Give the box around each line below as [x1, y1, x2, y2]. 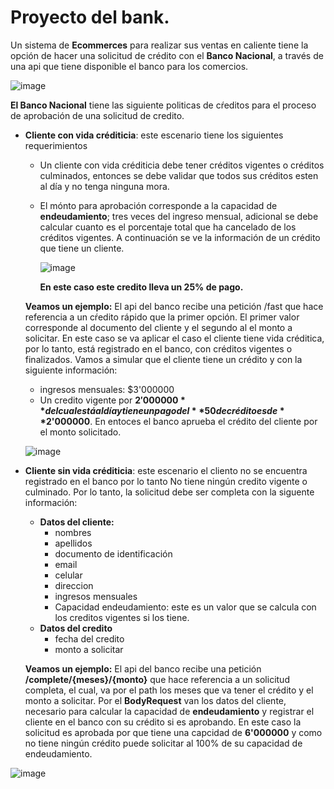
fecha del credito [54, 632, 125, 645]
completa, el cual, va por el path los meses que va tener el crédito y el [24, 684, 314, 696]
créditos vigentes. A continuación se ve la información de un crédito [39, 231, 321, 243]
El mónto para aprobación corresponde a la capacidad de [39, 199, 278, 211]
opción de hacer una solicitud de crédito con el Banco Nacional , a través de [10, 49, 324, 61]
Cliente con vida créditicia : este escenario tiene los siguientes [24, 129, 284, 141]
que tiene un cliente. [39, 242, 125, 254]
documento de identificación [54, 547, 173, 560]
